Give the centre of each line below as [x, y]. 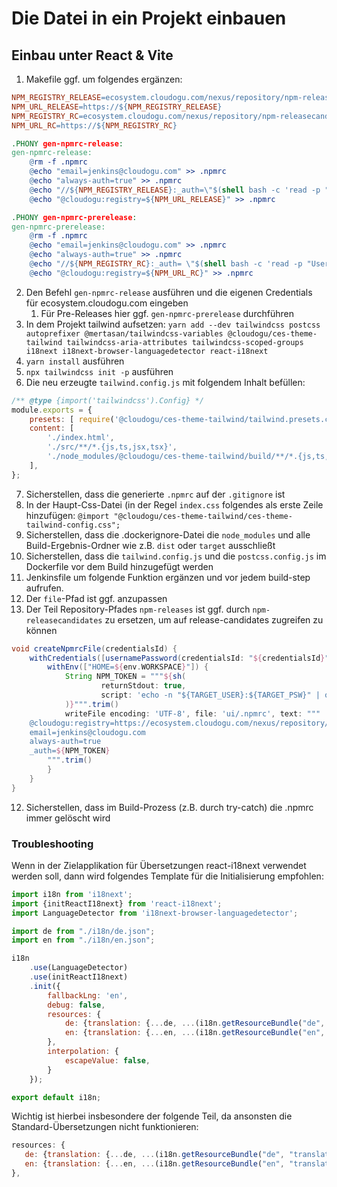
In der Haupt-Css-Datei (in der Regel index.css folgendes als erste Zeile [174, 504]
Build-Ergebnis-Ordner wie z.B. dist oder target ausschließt [150, 545]
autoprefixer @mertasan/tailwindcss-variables [124, 333]
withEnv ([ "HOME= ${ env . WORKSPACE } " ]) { [128, 667]
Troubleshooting [52, 844]
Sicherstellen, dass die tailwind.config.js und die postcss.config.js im [176, 556]
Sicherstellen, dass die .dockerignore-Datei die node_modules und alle [168, 534]
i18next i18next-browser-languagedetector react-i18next [147, 351]
